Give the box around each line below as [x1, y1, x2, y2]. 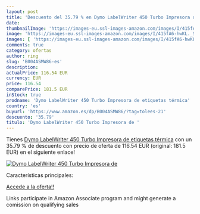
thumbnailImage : [6, 25, 46, 32]
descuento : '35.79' [6, 114, 55, 120]
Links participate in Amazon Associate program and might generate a [6, 195, 176, 202]
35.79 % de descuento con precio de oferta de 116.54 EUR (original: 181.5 [6, 142, 186, 150]
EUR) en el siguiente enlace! [6, 148, 76, 156]
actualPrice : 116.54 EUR [6, 70, 68, 76]
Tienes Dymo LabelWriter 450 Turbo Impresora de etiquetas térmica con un [6, 136, 192, 143]
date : [6, 20, 20, 26]
